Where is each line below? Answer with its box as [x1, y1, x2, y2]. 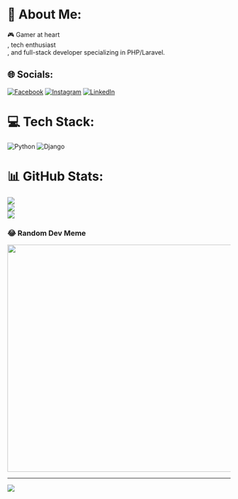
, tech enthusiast [7, 40, 56, 49]
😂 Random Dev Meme [7, 228, 86, 238]
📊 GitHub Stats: [7, 168, 104, 184]
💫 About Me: [7, 6, 82, 23]
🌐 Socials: [7, 69, 54, 81]
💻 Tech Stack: [7, 114, 95, 130]
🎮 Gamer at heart [7, 30, 60, 38]
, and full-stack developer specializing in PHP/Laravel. [7, 48, 165, 56]
